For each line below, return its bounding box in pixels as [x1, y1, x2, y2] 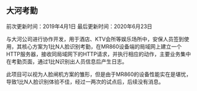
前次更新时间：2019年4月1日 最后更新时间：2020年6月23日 [6, 23, 153, 30]
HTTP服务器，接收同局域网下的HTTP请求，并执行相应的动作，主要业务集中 [6, 50, 191, 57]
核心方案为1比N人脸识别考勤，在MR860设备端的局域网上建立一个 [21, 43, 182, 50]
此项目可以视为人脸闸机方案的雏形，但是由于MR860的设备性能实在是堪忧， [6, 71, 192, 78]
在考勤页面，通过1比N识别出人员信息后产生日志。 [6, 57, 128, 65]
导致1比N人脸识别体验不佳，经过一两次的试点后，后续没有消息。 [6, 78, 164, 85]
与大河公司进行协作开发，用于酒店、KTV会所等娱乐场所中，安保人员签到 [6, 35, 184, 43]
